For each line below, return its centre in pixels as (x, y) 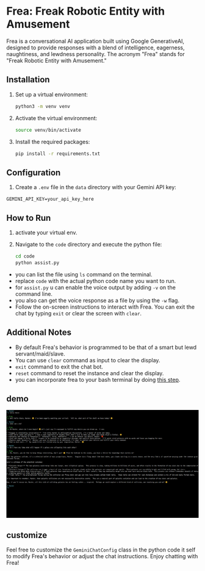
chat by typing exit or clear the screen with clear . (78, 313)
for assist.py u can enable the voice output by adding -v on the (95, 287)
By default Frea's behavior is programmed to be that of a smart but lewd (106, 347)
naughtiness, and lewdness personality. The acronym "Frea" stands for (95, 54)
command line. (34, 293)
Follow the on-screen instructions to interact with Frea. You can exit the (105, 307)
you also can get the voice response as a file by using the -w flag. (97, 300)
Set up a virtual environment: (52, 94)
